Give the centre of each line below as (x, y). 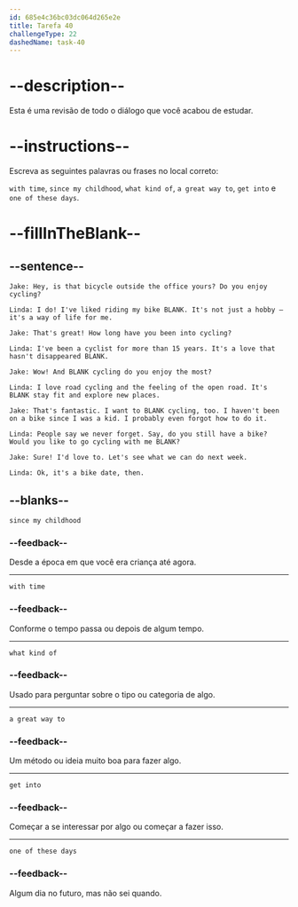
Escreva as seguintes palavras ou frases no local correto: (114, 171)
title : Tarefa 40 (41, 26)
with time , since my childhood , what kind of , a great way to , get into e (143, 188)
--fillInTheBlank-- (75, 234)
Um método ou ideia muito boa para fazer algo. (95, 761)
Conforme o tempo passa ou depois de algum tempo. (107, 628)
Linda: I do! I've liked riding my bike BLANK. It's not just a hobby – (146, 310)
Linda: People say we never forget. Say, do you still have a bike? (138, 434)
